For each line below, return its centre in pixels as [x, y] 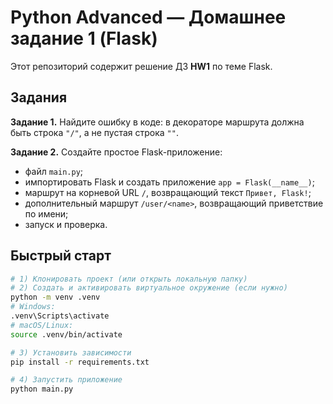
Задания [39, 97]
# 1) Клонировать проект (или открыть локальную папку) [129, 279]
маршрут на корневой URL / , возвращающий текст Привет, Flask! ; [168, 192]
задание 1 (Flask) [84, 38]
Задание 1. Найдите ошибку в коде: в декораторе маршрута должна [157, 122]
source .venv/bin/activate [66, 334]
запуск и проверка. [66, 224]
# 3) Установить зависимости [71, 352]
